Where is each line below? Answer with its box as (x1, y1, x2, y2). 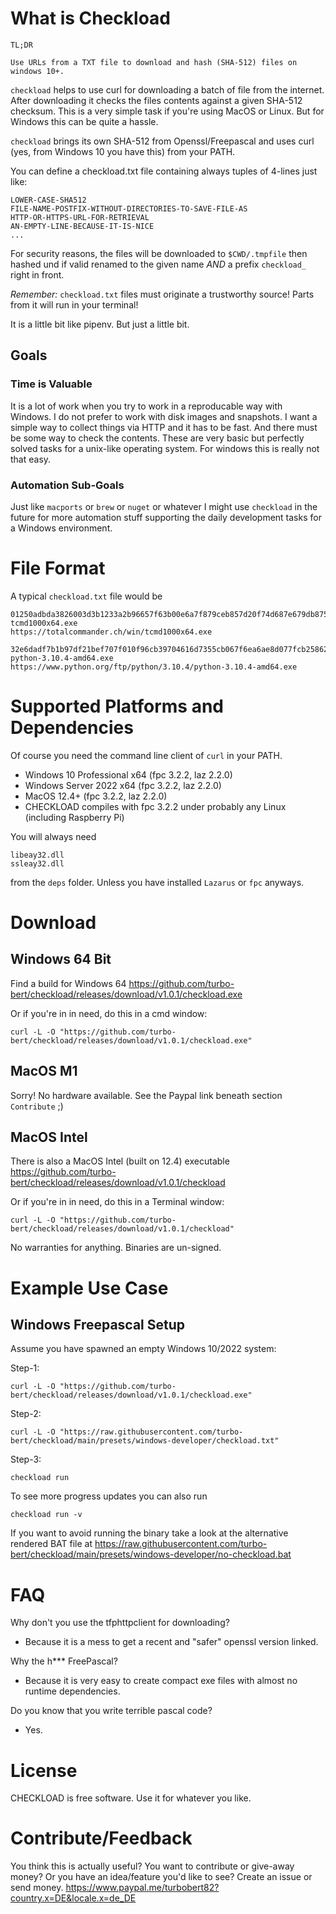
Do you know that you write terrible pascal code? (10, 1705, 213, 1717)
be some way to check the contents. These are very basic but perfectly (10, 432, 305, 444)
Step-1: (10, 1362, 40, 1374)
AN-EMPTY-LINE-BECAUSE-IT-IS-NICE (10, 221, 155, 231)
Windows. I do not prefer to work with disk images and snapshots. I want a (10, 410, 318, 422)
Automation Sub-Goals (10, 478, 125, 492)
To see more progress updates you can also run (10, 1490, 208, 1502)
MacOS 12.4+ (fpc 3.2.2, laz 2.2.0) (24, 790, 168, 802)
